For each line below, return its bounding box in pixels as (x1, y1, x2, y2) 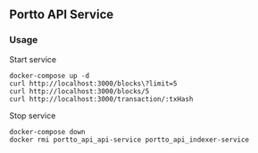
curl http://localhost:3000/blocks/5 (9, 86, 150, 96)
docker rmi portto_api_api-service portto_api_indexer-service (9, 135, 250, 144)
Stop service (9, 110, 56, 121)
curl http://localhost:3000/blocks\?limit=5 (9, 79, 178, 88)
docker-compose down (9, 127, 87, 136)
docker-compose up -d (9, 71, 90, 80)
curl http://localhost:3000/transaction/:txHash (9, 94, 194, 103)
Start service (9, 53, 56, 65)
